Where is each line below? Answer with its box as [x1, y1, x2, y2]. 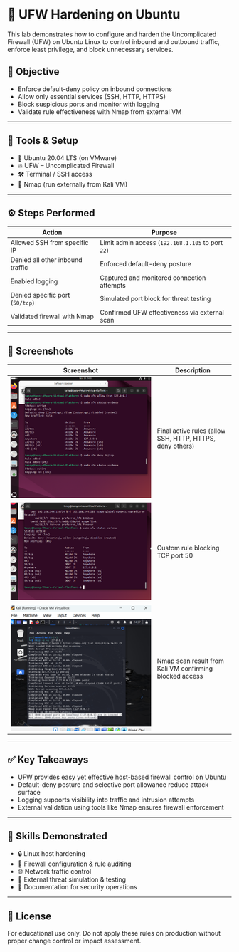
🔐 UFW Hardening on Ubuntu [7, 6, 181, 23]
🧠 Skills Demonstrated [7, 830, 108, 842]
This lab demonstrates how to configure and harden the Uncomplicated [7, 30, 217, 38]
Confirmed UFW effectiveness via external [100, 308, 224, 317]
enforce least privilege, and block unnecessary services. [7, 45, 174, 53]
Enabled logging [10, 277, 58, 286]
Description [175, 366, 211, 375]
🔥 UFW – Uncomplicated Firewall [17, 161, 115, 169]
